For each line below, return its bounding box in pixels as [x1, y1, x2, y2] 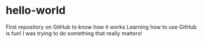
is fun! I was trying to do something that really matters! [5, 29, 142, 36]
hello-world [5, 4, 66, 17]
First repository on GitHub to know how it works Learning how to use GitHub [5, 23, 197, 30]
